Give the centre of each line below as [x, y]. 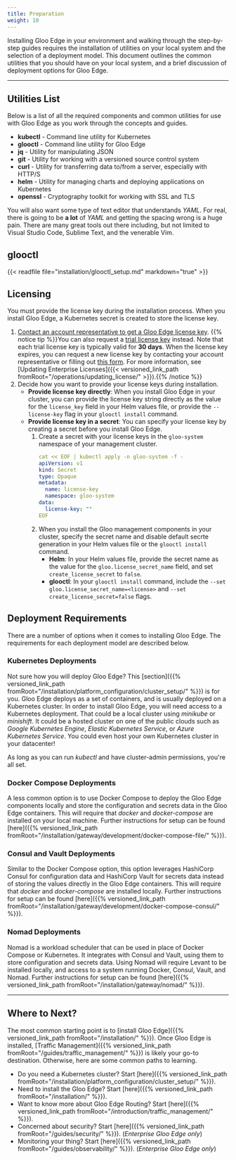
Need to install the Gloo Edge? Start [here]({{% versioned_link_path [115, 1089]
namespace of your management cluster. [98, 444]
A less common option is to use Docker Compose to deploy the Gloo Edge [114, 798]
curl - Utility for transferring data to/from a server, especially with [112, 167]
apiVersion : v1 [60, 463]
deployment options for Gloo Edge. [58, 70]
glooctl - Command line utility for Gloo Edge [81, 144]
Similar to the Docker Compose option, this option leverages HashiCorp [111, 869]
